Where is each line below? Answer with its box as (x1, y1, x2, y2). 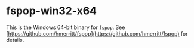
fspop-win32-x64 (6, 4, 97, 18)
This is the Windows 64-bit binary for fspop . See (6, 24, 125, 31)
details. (6, 36, 24, 43)
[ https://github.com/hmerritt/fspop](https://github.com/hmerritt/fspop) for (6, 30, 188, 37)
